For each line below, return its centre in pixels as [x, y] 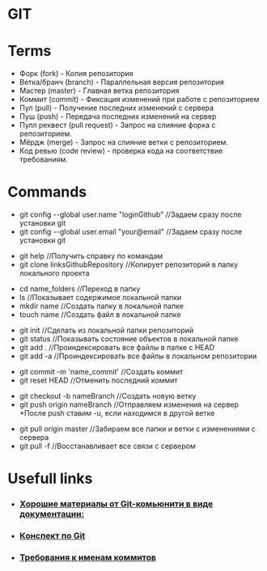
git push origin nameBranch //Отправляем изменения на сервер [129, 404]
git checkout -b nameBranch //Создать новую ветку [108, 396]
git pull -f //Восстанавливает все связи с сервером [107, 446]
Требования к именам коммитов [88, 557]
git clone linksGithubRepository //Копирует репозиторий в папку [129, 264]
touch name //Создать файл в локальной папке [100, 315]
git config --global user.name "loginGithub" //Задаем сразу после [130, 214]
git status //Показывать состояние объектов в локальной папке [129, 339]
